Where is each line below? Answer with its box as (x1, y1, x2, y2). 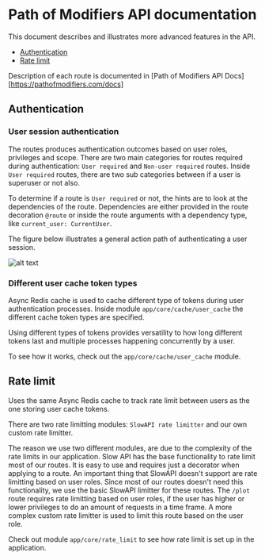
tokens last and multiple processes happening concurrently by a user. (8, 336, 236, 346)
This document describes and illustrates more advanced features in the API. (8, 32, 256, 41)
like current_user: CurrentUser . (8, 218, 112, 228)
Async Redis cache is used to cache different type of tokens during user (8, 295, 244, 305)
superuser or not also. (8, 178, 81, 187)
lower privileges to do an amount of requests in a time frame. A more (8, 502, 233, 512)
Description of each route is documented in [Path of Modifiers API (8, 71, 224, 80)
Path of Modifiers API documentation (8, 6, 257, 24)
